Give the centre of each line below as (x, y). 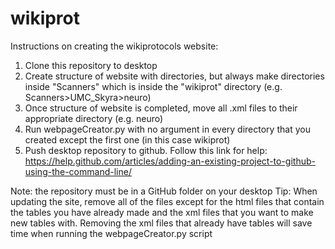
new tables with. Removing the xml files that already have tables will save (161, 223)
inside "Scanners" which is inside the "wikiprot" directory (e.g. (153, 86)
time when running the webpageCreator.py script (111, 233)
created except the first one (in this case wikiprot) (127, 139)
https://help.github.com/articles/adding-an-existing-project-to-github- (170, 161)
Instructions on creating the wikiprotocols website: (114, 46)
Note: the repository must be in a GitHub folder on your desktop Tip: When (164, 191)
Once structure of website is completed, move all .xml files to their (161, 108)
